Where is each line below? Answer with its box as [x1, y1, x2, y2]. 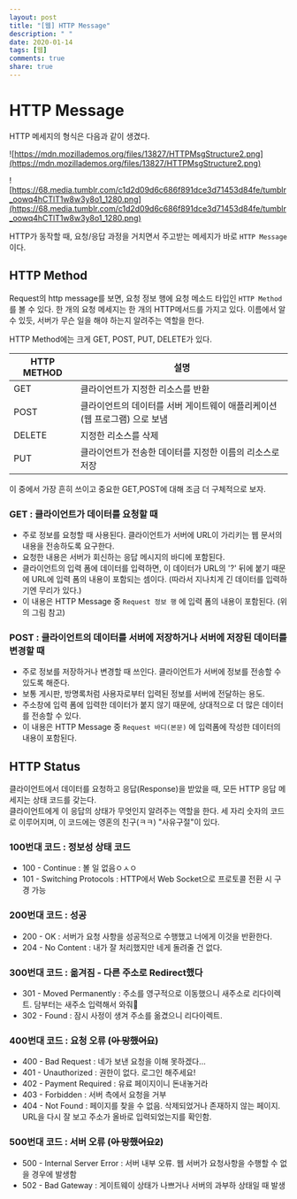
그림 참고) [31, 607, 66, 618]
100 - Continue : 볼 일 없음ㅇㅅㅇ [21, 863, 137, 873]
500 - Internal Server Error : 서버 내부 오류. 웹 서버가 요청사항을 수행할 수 [21, 1157, 278, 1168]
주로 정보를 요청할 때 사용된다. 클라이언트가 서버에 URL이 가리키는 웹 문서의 [21, 529, 283, 540]
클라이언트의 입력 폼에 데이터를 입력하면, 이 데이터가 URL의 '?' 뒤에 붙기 [21, 563, 270, 573]
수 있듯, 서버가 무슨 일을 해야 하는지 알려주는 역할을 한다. [9, 315, 205, 326]
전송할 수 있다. [31, 711, 81, 721]
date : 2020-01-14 [9, 37, 73, 47]
